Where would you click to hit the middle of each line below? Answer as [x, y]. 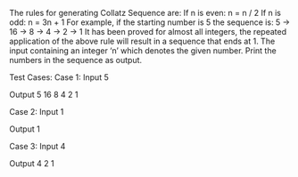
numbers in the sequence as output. [76, 60]
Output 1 [25, 129]
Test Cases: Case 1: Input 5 [59, 77]
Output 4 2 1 [32, 163]
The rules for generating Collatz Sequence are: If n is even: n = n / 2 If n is [145, 13]
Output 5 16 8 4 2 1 [44, 94]
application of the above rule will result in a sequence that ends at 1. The [142, 41]
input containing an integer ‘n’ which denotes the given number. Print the [143, 51]
